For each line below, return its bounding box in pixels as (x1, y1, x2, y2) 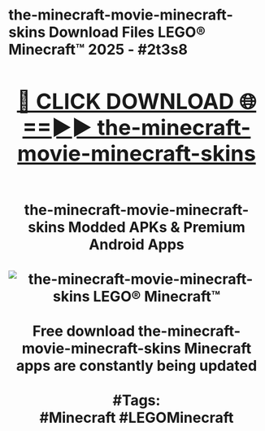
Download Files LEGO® (48, 23, 206, 42)
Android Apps (89, 235, 185, 253)
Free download (32, 322, 136, 340)
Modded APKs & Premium (67, 218, 245, 236)
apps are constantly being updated (15, 356, 258, 375)
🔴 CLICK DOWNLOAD (16, 87, 234, 115)
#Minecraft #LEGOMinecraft (39, 408, 234, 427)
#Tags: (112, 391, 161, 409)
